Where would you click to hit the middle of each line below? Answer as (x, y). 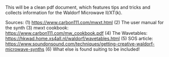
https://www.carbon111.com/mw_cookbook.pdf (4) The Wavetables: (76, 33)
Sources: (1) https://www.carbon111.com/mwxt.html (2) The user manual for (85, 22)
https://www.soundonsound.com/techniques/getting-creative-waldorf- (80, 44)
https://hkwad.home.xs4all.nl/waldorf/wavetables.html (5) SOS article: (79, 38)
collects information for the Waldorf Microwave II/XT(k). (64, 13)
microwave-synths (25, 49)
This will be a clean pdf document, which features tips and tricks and (78, 7)
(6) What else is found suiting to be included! (93, 49)
